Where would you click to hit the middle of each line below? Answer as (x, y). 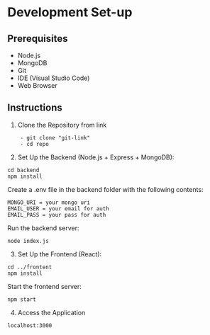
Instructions (35, 108)
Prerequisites (38, 39)
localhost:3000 (30, 325)
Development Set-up (70, 12)
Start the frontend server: (44, 286)
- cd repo (35, 144)
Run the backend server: (43, 228)
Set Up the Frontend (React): (60, 254)
